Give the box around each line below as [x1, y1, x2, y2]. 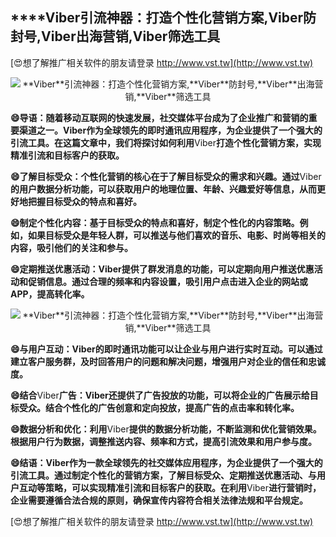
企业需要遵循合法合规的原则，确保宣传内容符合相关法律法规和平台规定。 [10, 494, 308, 506]
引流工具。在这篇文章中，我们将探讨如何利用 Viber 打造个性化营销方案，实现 [10, 136, 322, 148]
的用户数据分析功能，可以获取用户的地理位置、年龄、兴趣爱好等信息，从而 [10, 183, 317, 195]
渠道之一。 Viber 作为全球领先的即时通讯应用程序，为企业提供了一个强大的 [18, 124, 323, 136]
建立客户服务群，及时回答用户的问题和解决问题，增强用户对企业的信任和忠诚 [10, 355, 326, 367]
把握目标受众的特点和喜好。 [27, 195, 142, 207]
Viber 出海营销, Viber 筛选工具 [41, 28, 221, 45]
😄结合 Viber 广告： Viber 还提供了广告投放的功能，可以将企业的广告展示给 [10, 389, 310, 401]
